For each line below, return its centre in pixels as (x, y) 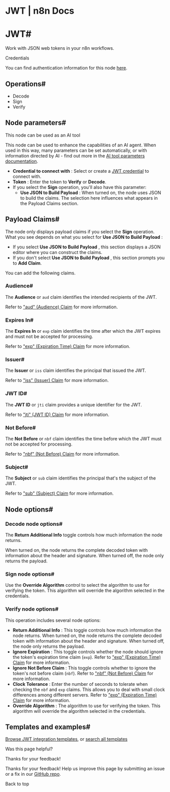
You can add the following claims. (41, 273)
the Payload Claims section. (49, 203)
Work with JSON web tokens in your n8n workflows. (60, 48)
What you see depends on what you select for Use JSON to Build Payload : (84, 237)
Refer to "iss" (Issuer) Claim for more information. (57, 381)
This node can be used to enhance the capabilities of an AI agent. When (81, 145)
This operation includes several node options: (53, 620)
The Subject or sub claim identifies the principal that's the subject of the (81, 478)
